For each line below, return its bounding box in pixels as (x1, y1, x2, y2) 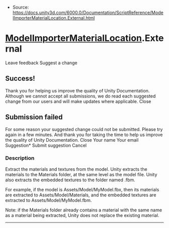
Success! (5, 74, 35, 83)
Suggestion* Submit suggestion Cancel (5, 142, 87, 148)
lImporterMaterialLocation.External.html (12, 15, 95, 21)
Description (5, 155, 35, 162)
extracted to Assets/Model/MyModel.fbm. (5, 197, 92, 203)
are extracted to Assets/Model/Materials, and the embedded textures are (5, 192, 156, 198)
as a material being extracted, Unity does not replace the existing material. (5, 212, 159, 218)
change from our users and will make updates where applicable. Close (5, 98, 151, 104)
